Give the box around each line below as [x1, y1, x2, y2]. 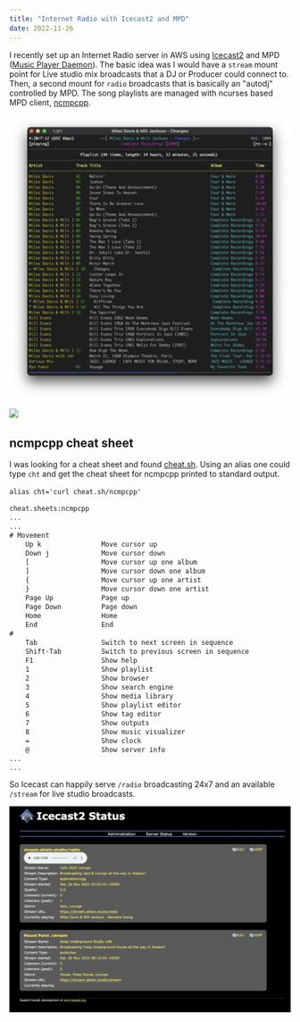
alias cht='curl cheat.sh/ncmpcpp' [9, 488, 142, 497]
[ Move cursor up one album [25, 558, 198, 567]
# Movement [9, 532, 50, 540]
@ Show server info [25, 746, 166, 755]
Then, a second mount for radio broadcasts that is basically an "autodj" [9, 78, 273, 88]
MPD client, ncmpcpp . [9, 96, 91, 107]
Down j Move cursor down [25, 549, 166, 558]
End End [25, 621, 114, 630]
